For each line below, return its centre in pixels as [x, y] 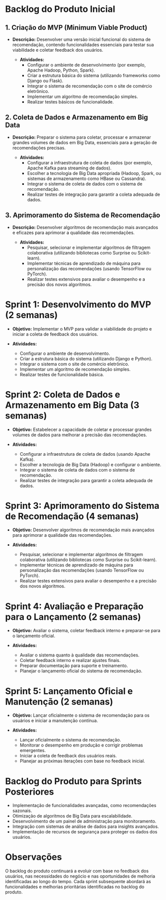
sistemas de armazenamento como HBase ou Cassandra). [87, 178]
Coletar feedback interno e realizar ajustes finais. [70, 660]
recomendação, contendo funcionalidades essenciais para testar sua [83, 45]
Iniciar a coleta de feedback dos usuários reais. [68, 756]
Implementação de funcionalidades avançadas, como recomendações [84, 806]
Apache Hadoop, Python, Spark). [61, 70]
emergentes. [33, 750]
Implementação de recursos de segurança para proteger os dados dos [85, 832]
